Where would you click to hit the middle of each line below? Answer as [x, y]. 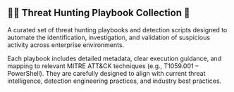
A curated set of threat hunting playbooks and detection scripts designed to [117, 29]
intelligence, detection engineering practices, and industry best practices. [115, 81]
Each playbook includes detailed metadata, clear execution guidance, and [115, 58]
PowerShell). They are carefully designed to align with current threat [106, 73]
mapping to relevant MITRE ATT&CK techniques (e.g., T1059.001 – [103, 66]
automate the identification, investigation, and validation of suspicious [109, 37]
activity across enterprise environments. [66, 45]
